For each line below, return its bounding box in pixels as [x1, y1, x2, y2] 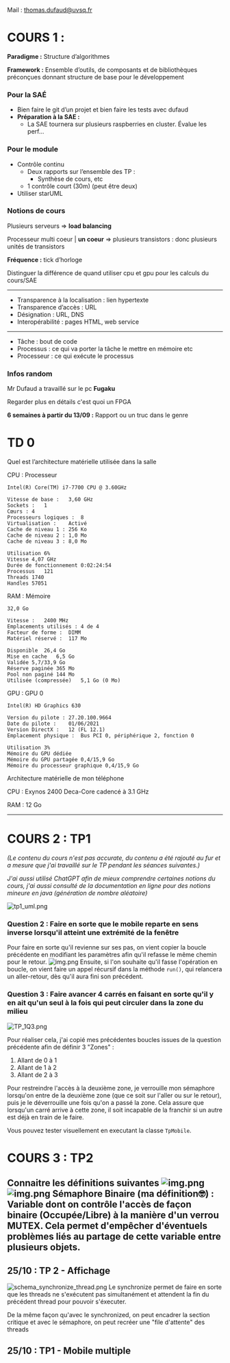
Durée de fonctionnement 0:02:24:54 [7, 562, 112, 569]
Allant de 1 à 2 [16, 1063, 57, 1071]
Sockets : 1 [7, 502, 48, 509]
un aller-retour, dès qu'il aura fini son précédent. [7, 972, 144, 981]
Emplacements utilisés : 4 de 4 [7, 623, 99, 630]
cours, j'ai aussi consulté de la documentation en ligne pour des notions [7, 882, 211, 889]
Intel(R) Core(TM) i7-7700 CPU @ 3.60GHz [7, 484, 127, 492]
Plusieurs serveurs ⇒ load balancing [7, 222, 112, 230]
